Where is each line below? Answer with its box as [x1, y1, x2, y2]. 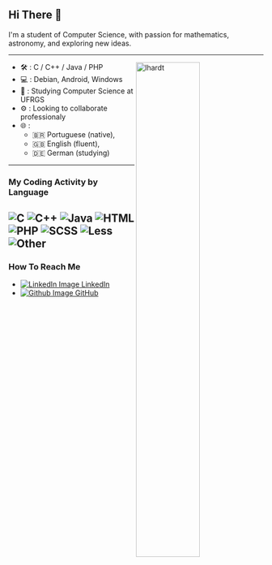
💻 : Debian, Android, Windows [19, 74, 123, 84]
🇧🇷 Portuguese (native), [32, 129, 116, 139]
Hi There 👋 [8, 8, 62, 22]
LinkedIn [81, 279, 110, 289]
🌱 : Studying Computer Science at [19, 86, 134, 96]
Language [8, 186, 49, 197]
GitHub [74, 288, 99, 298]
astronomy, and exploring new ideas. [8, 38, 132, 48]
